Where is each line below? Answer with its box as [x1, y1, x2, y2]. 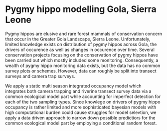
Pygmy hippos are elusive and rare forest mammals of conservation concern [5, 30, 163, 36]
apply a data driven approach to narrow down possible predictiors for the [5, 114, 156, 120]
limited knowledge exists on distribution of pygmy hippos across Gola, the [5, 41, 157, 47]
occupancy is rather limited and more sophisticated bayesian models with [5, 104, 157, 110]
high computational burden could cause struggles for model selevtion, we [5, 109, 157, 115]
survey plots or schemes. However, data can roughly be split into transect [5, 67, 157, 73]
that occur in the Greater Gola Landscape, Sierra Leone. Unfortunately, [5, 36, 151, 42]
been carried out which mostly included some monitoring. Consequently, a [5, 57, 159, 63]
